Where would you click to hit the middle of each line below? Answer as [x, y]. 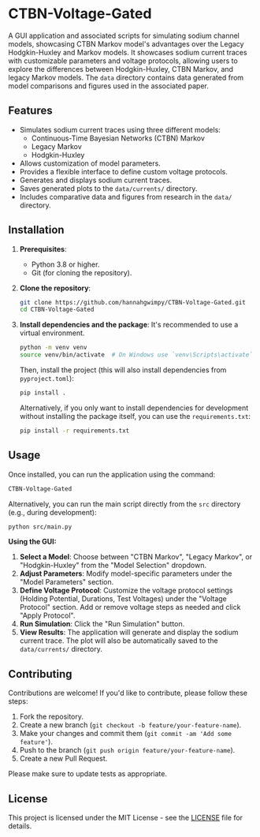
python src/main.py [40, 527]
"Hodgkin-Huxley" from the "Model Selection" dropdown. [113, 566]
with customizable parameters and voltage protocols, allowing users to [123, 61]
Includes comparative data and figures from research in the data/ [126, 196]
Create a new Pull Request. [63, 759]
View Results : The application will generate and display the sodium [129, 633]
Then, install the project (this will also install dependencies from [123, 370]
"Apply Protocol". [47, 615]
